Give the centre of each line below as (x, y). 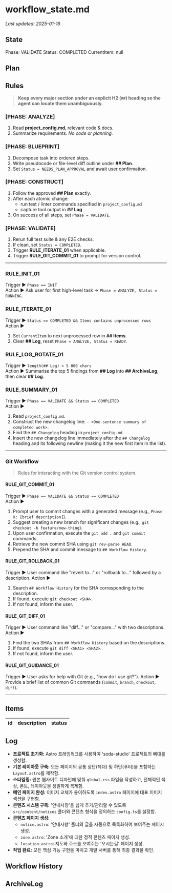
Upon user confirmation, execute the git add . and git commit (79, 533)
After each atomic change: (41, 198)
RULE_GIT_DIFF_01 (25, 616)
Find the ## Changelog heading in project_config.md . (68, 433)
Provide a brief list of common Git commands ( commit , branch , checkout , (81, 682)
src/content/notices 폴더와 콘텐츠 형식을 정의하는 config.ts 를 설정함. (84, 811)
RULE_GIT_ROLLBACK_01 (33, 561)
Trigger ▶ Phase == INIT (31, 285)
